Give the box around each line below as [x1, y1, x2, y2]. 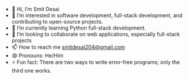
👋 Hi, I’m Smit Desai [11, 6, 60, 12]
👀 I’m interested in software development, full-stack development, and [11, 12, 183, 19]
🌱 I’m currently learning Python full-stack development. [11, 24, 146, 31]
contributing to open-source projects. [11, 18, 103, 25]
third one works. [11, 67, 52, 74]
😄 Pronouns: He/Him [11, 52, 64, 59]
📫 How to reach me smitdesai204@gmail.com [11, 44, 126, 50]
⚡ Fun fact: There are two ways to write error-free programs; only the [11, 59, 180, 65]
